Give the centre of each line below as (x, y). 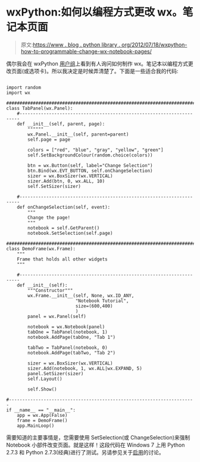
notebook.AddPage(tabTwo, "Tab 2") (72, 353)
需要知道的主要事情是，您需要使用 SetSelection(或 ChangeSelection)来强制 (98, 437)
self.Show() (43, 389)
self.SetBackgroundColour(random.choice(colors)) (90, 155)
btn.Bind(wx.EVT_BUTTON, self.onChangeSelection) (90, 171)
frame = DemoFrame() (42, 420)
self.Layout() (45, 379)
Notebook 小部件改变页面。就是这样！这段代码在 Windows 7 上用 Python (96, 445)
